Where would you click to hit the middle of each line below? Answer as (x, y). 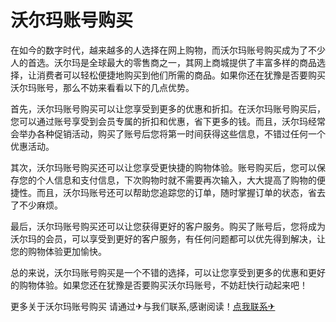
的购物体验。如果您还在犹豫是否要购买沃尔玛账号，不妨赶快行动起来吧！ (159, 285)
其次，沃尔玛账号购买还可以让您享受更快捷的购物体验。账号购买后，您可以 (163, 167)
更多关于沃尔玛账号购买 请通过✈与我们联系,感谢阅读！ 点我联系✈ (143, 306)
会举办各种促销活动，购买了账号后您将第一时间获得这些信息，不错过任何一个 (168, 133)
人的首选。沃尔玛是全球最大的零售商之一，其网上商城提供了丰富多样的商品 (163, 62)
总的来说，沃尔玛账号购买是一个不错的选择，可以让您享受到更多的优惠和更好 (168, 272)
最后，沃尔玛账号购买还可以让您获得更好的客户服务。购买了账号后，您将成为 (168, 226)
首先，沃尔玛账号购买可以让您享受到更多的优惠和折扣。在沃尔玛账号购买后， (168, 108)
